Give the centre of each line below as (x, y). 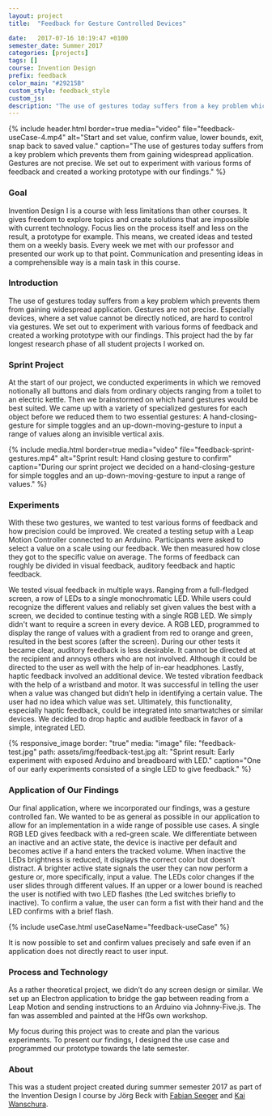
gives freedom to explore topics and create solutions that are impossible (129, 219)
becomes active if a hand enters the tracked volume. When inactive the (127, 850)
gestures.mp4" (34, 458)
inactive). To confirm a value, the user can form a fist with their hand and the (136, 902)
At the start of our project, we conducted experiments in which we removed (134, 382)
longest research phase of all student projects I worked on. (106, 343)
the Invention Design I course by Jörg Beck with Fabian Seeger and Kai (127, 1096)
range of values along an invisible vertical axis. (86, 434)
